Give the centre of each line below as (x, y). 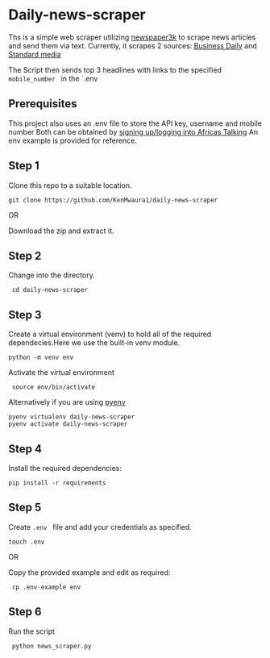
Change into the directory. (52, 275)
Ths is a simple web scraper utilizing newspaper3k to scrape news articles (132, 37)
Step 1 (24, 166)
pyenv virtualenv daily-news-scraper (72, 417)
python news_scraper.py (52, 646)
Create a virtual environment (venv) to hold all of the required (110, 334)
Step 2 (25, 256)
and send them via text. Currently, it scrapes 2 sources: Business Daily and (133, 45)
